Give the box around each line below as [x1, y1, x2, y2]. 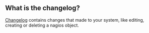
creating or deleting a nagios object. [5, 22, 79, 28]
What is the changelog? [5, 4, 80, 12]
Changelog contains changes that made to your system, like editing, [5, 17, 145, 23]
